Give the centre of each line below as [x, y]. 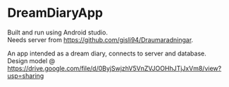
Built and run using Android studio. [57, 32]
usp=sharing [26, 76]
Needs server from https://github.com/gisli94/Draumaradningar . [100, 39]
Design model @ [31, 60]
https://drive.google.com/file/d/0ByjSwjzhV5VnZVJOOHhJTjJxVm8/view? [114, 68]
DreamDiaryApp [55, 13]
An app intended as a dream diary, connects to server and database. [107, 53]
